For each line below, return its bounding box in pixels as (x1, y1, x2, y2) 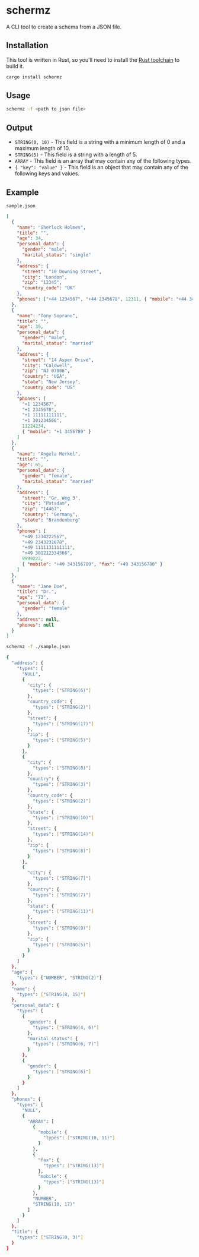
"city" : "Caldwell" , (21, 362, 73, 368)
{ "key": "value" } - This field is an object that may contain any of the (14, 164, 188, 171)
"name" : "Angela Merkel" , (17, 451, 81, 457)
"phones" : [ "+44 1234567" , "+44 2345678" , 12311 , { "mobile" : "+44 (17, 296, 187, 302)
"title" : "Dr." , (17, 589, 57, 595)
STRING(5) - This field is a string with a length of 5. (14, 151, 137, 158)
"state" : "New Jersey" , (21, 379, 81, 385)
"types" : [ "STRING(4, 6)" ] (32, 1024, 99, 1031)
